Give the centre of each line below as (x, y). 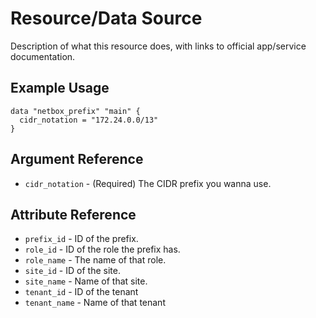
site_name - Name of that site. (86, 281)
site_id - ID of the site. (72, 271)
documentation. (43, 56)
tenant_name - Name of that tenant (95, 303)
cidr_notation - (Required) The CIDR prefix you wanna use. (148, 183)
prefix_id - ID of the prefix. (81, 239)
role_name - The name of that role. (95, 260)
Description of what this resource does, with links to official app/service (158, 46)
